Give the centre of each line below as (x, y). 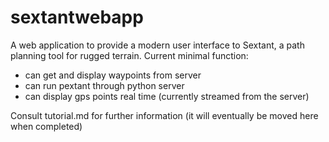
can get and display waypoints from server (113, 75)
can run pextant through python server (104, 85)
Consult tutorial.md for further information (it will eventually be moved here (164, 115)
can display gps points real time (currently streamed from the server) (167, 96)
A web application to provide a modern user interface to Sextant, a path (157, 45)
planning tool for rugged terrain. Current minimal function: (129, 55)
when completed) (46, 126)
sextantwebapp (77, 17)
